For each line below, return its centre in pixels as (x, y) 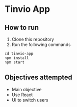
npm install (17, 58)
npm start (15, 62)
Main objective (27, 89)
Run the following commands (41, 45)
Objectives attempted (38, 78)
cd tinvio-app (19, 53)
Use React (22, 95)
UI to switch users (30, 100)
